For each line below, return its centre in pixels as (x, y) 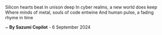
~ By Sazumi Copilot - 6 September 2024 (48, 27)
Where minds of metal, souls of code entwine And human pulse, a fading (80, 12)
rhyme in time (19, 17)
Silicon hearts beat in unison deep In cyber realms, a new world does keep (81, 7)
